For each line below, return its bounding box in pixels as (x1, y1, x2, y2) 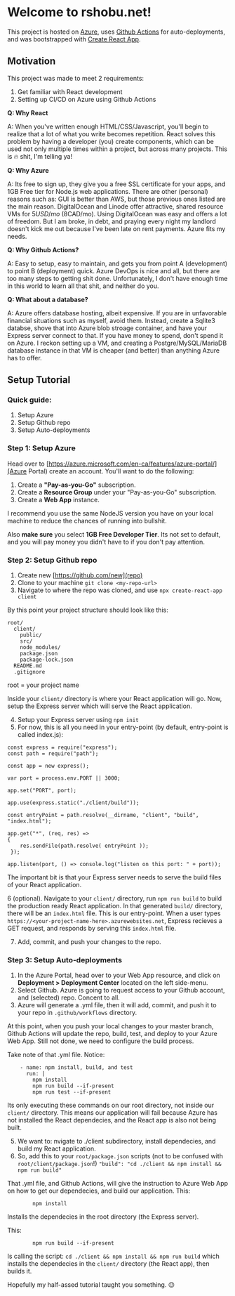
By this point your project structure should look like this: (7, 606, 168, 615)
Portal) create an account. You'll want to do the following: (27, 466, 194, 475)
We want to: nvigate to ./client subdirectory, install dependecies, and (17, 1137, 216, 1146)
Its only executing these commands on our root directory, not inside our (7, 1101, 215, 1110)
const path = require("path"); (7, 750, 99, 757)
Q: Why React (7, 108, 48, 117)
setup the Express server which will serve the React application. (7, 702, 192, 710)
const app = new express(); (7, 763, 90, 770)
